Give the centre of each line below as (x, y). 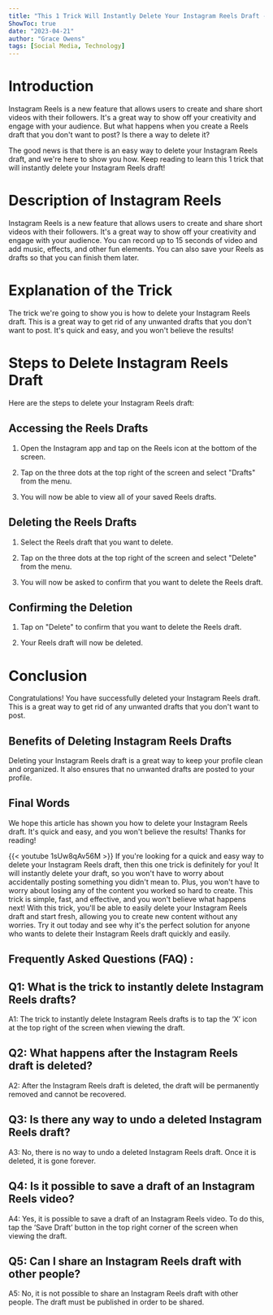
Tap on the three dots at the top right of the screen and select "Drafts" (138, 472)
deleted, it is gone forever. (52, 1161)
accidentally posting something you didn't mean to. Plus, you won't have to (134, 882)
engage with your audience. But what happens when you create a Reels (129, 126)
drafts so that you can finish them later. (74, 258)
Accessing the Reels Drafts (78, 429)
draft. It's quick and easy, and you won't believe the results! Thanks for (127, 831)
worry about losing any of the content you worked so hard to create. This (131, 890)
